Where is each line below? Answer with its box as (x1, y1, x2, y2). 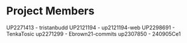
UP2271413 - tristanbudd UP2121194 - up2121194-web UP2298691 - (6, 24, 175, 31)
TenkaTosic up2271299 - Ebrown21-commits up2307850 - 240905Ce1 (6, 30, 181, 37)
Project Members (6, 4, 95, 18)
